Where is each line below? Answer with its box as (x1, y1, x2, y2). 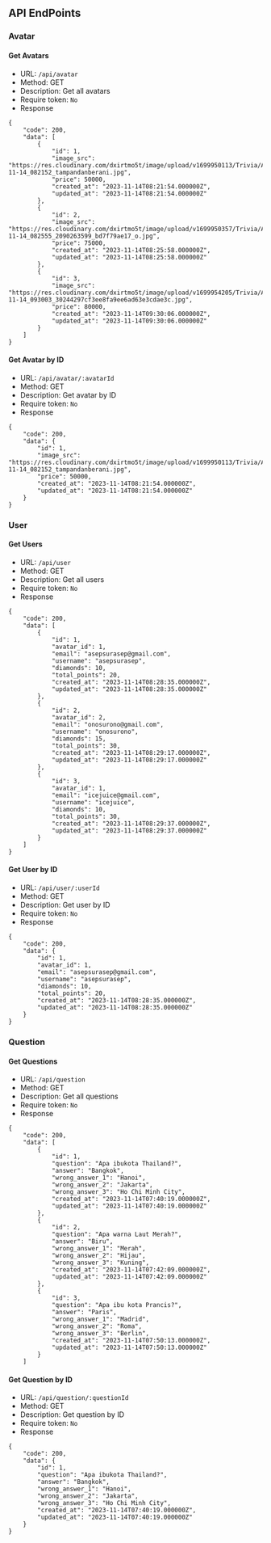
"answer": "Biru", (51, 1237, 114, 1246)
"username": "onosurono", (51, 727, 139, 736)
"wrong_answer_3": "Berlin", (51, 1330, 150, 1338)
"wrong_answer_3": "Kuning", (51, 1258, 150, 1267)
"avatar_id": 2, (51, 713, 106, 722)
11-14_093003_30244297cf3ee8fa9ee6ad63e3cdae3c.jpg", (8, 295, 194, 304)
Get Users (8, 539, 43, 549)
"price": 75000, (51, 238, 106, 247)
